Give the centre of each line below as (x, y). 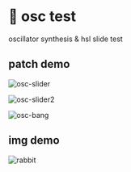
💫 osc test (42, 17)
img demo (34, 141)
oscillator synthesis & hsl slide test (65, 39)
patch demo (39, 64)
